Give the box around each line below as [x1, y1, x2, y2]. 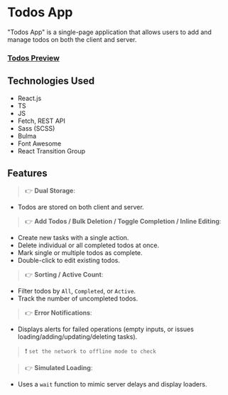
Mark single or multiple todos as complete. [17, 249, 143, 257]
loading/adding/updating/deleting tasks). [17, 332, 138, 341]
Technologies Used [7, 75, 94, 87]
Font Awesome [17, 139, 62, 148]
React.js [17, 94, 42, 102]
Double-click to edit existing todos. [17, 256, 121, 265]
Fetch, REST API [17, 117, 66, 125]
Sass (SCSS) [17, 124, 55, 132]
